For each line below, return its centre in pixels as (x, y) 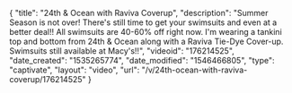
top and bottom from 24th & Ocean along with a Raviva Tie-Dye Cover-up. (146, 41)
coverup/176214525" (48, 79)
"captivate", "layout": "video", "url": (75, 70)
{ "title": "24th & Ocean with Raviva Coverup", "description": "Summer (139, 13)
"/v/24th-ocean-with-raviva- (195, 70)
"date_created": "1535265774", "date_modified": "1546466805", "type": (142, 60)
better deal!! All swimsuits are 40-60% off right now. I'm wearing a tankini (146, 32)
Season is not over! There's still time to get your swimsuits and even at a (143, 22)
